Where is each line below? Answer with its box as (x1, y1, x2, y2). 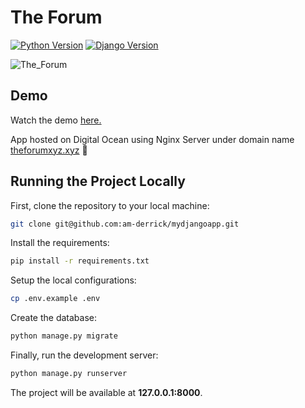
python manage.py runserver (10, 369, 128, 379)
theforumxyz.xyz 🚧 (10, 144, 88, 156)
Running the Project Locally (10, 173, 186, 190)
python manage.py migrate (10, 331, 118, 341)
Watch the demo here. (10, 114, 102, 126)
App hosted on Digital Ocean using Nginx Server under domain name (10, 133, 295, 145)
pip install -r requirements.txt (10, 256, 150, 266)
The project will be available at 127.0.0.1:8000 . (10, 386, 203, 398)
